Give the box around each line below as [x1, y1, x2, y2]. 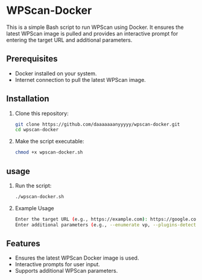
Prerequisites [6, 54, 58, 64]
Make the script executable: [14, 138, 84, 145]
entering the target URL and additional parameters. [6, 36, 133, 43]
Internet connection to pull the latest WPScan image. [14, 76, 146, 83]
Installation [6, 94, 49, 104]
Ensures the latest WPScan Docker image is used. [14, 254, 139, 262]
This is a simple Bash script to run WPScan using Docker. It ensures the [6, 23, 184, 31]
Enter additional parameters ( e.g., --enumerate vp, [14, 222, 151, 228]
